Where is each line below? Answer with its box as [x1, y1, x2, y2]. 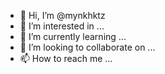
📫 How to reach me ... [19, 53, 113, 64]
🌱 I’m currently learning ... [19, 31, 127, 42]
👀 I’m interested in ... [19, 20, 105, 32]
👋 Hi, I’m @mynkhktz [19, 10, 106, 21]
